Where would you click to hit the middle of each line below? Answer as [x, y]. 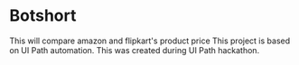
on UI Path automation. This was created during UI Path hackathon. [135, 50]
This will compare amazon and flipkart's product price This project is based [150, 41]
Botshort [43, 16]
